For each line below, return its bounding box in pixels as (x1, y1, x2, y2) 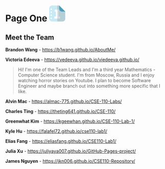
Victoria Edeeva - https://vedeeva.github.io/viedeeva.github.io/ (5, 57, 139, 63)
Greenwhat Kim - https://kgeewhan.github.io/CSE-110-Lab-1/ (5, 118, 135, 124)
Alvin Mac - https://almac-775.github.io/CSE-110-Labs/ (5, 98, 122, 105)
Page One (5, 13, 48, 24)
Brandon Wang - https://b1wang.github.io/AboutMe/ (5, 47, 116, 53)
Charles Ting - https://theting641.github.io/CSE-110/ (5, 108, 116, 115)
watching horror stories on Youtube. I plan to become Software (17, 78, 151, 84)
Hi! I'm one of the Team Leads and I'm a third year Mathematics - (17, 67, 155, 73)
